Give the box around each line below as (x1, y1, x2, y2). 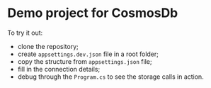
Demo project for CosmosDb (7, 5, 178, 21)
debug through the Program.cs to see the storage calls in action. (17, 72, 204, 81)
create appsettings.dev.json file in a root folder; (17, 50, 159, 58)
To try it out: (7, 28, 43, 37)
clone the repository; (17, 42, 79, 50)
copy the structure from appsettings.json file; (17, 57, 152, 65)
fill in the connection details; (17, 65, 101, 73)
